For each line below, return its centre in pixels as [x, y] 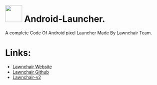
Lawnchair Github [30, 72]
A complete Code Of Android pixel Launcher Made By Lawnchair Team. [79, 33]
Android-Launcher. [65, 19]
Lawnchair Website [32, 67]
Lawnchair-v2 [27, 77]
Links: [18, 53]
